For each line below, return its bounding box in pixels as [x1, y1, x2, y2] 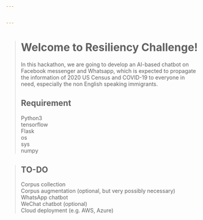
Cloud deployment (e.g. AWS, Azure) [20, 207, 114, 214]
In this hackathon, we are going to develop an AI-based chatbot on [20, 61, 189, 68]
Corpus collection [20, 181, 66, 188]
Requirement [20, 98, 72, 108]
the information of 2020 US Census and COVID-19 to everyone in [20, 74, 185, 81]
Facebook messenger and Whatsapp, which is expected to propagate [20, 67, 196, 74]
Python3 [20, 114, 42, 121]
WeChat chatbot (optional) [20, 200, 88, 208]
